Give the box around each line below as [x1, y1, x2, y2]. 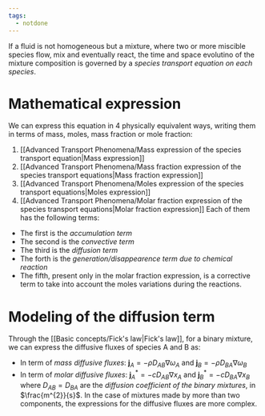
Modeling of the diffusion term [8, 307, 215, 326]
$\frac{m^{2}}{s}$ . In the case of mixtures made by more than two [19, 390, 240, 400]
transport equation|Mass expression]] [19, 154, 145, 163]
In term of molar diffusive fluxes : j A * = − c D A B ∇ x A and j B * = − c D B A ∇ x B [19, 369, 251, 381]
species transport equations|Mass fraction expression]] [19, 170, 204, 180]
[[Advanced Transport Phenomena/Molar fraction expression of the [19, 196, 243, 206]
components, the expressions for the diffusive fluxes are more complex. [19, 399, 258, 409]
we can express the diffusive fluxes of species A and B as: [8, 342, 201, 352]
